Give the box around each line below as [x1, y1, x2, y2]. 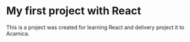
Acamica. [6, 30, 30, 37]
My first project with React [6, 4, 141, 18]
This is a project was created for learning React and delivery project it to [6, 24, 185, 31]
